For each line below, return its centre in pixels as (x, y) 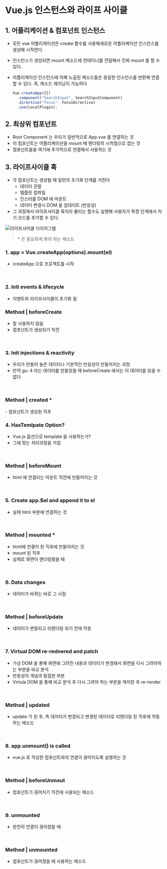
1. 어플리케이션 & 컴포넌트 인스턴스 (55, 30)
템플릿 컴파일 (33, 193)
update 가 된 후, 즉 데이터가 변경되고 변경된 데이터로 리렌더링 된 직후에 (81, 716)
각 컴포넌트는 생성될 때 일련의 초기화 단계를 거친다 (61, 180)
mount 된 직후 (26, 553)
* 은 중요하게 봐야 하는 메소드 (46, 239)
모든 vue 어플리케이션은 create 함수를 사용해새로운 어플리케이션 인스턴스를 (85, 43)
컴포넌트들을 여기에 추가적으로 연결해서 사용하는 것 (62, 150)
